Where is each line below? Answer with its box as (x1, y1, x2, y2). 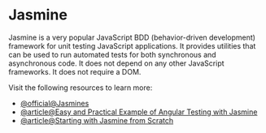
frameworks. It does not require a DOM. (8, 66, 142, 76)
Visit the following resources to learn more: (8, 83, 153, 92)
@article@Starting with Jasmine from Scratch (20, 115, 174, 125)
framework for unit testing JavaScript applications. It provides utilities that (8, 41, 256, 50)
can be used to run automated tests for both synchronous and (8, 49, 217, 59)
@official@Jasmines (20, 98, 89, 108)
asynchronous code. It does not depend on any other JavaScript (8, 58, 225, 68)
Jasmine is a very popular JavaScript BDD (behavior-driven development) (8, 32, 256, 42)
